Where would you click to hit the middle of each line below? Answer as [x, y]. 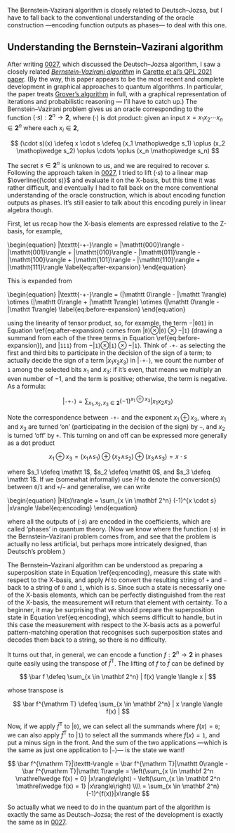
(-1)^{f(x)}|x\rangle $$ [118, 793]
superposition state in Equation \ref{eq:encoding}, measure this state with [114, 573]
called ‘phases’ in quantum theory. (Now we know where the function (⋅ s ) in [117, 529]
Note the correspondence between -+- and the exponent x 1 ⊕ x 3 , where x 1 [117, 418]
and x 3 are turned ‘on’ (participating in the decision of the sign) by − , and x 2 [116, 427]
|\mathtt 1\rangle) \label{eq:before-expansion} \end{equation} [96, 309]
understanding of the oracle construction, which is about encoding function [116, 195]
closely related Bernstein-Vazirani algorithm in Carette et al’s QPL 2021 [110, 71]
